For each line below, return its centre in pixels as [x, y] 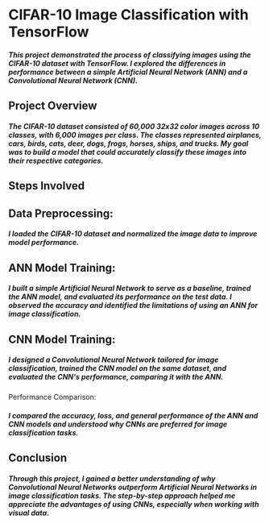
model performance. [43, 243]
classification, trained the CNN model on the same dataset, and [118, 368]
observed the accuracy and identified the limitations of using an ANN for [133, 306]
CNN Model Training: [62, 339]
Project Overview [53, 106]
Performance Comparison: [52, 397]
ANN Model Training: [62, 268]
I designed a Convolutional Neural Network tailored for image [114, 360]
